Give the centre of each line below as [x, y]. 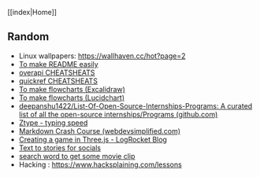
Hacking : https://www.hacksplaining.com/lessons [100, 164]
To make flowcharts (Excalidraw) [72, 89]
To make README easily [59, 64]
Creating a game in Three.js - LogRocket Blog [93, 139]
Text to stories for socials [60, 147]
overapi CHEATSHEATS [57, 72]
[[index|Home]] [32, 12]
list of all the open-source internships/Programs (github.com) [118, 114]
